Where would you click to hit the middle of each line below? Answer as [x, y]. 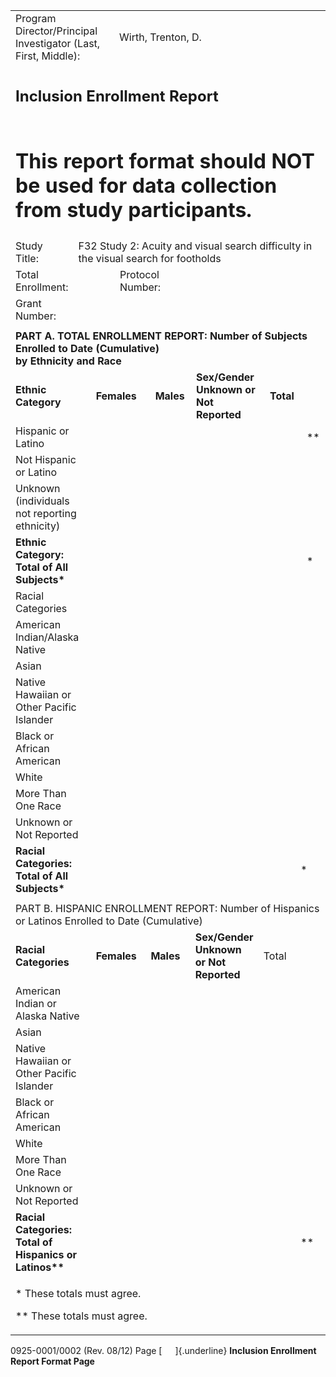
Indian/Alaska [47, 637]
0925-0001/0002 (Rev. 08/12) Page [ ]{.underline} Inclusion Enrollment [163, 1350]
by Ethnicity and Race [68, 361]
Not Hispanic [46, 459]
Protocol [139, 274]
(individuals [42, 501]
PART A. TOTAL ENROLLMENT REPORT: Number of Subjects [161, 336]
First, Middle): [48, 56]
